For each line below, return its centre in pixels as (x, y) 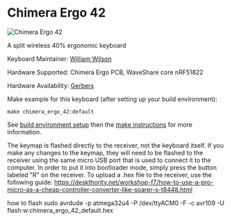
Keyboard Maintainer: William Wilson (59, 59)
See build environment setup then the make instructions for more (100, 124)
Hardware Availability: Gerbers (51, 85)
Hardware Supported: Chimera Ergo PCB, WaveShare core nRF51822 (105, 72)
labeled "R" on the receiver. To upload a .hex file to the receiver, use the (110, 175)
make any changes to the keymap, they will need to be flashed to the (105, 152)
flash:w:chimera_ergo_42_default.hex (60, 210)
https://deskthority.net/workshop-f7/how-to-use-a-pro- (134, 182)
